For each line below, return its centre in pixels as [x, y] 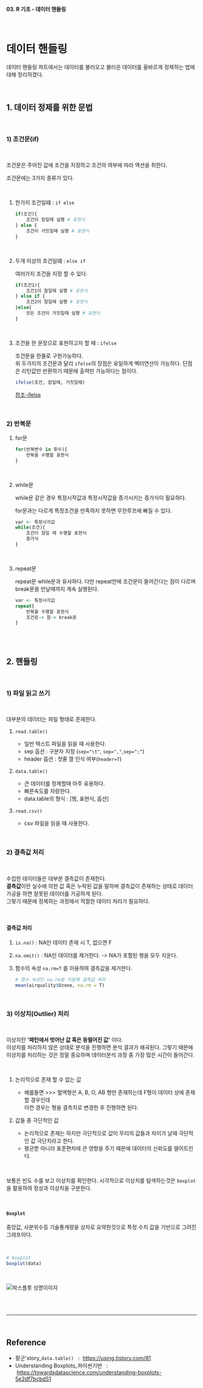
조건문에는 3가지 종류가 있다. [40, 178]
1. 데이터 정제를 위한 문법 [50, 107]
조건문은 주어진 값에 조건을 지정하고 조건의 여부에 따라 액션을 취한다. [87, 165]
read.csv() [29, 811]
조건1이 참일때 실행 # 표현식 [57, 291]
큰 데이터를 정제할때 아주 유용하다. [64, 784]
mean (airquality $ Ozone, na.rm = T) [60, 985]
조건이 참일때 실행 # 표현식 [56, 220]
